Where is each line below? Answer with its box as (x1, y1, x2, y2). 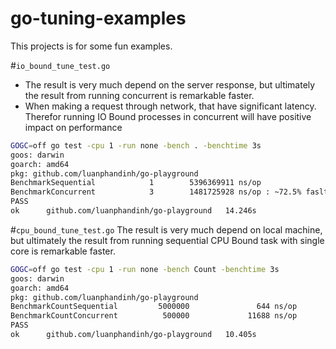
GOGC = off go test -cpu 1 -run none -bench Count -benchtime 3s (10, 264, 280, 274)
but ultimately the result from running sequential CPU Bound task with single (10, 234, 325, 246)
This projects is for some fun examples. (10, 40, 173, 52)
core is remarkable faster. (10, 245, 116, 257)
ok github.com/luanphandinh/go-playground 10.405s (10, 330, 257, 340)
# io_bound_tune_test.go (10, 59, 111, 71)
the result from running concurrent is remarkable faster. (24, 89, 255, 101)
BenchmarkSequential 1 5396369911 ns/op (10, 178, 262, 188)
